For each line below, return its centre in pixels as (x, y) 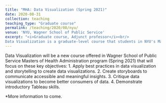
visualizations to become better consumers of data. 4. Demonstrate (74, 81)
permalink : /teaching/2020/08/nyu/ (42, 28)
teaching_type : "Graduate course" (41, 23)
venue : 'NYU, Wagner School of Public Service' (55, 32)
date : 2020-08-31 (23, 14)
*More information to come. (34, 96)
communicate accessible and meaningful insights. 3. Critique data (72, 76)
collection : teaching (27, 19)
